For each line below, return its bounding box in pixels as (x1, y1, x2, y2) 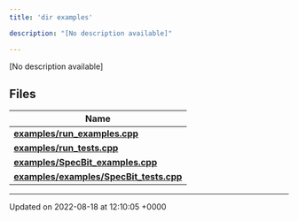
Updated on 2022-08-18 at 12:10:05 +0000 (9, 202, 167, 212)
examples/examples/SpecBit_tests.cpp (13, 171, 183, 183)
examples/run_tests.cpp (13, 142, 119, 155)
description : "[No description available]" (9, 28, 173, 38)
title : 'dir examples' (9, 12, 93, 22)
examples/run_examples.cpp (13, 127, 139, 140)
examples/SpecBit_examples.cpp (13, 156, 158, 169)
